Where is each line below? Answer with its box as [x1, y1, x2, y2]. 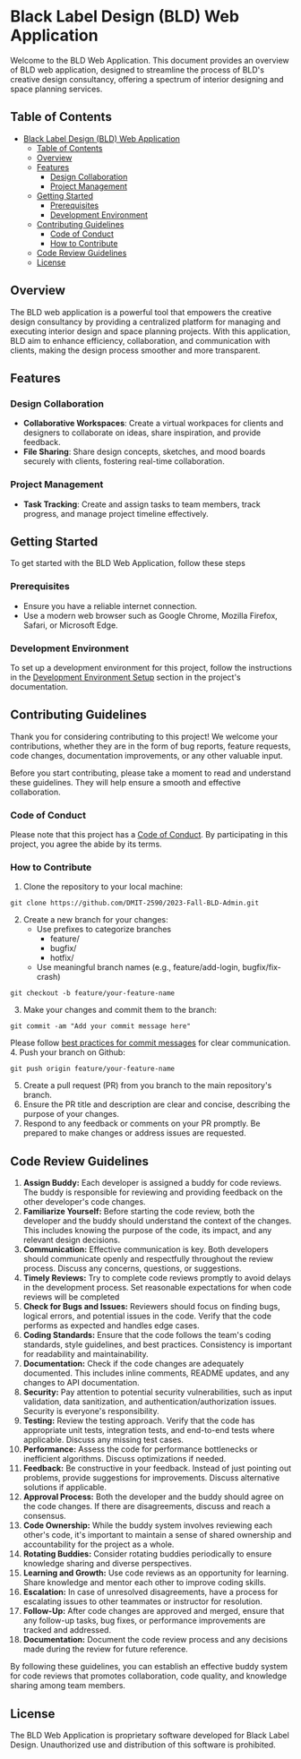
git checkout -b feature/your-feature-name [10, 989, 176, 998]
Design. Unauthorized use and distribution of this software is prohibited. [10, 1739, 276, 1750]
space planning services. [10, 83, 103, 94]
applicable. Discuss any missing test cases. [22, 1435, 185, 1446]
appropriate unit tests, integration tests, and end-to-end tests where [22, 1425, 275, 1436]
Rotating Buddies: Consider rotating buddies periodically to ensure [22, 1549, 272, 1559]
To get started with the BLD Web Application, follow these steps [10, 558, 245, 569]
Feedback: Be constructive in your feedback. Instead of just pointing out [22, 1463, 292, 1474]
